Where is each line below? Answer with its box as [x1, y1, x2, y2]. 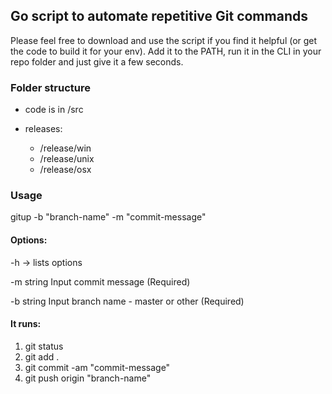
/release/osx [39, 164, 92, 176]
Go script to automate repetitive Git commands [10, 8, 308, 25]
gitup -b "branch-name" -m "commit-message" [10, 211, 207, 223]
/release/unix [39, 153, 95, 165]
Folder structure [10, 80, 91, 94]
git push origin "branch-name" [24, 372, 152, 384]
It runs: [10, 318, 42, 330]
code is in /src [24, 104, 84, 116]
